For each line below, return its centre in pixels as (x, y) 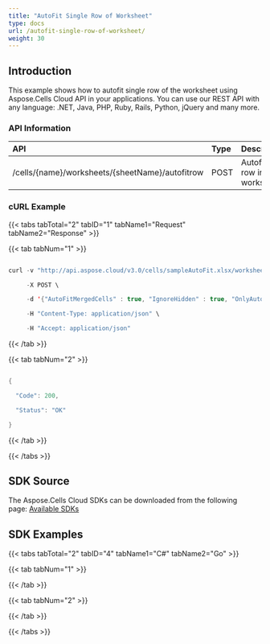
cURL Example (37, 207)
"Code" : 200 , (37, 395)
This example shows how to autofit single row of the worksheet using (123, 90)
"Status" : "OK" (41, 410)
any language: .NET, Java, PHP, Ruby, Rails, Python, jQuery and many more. (134, 107)
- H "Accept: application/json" (78, 328)
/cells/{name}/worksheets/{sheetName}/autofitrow (108, 172)
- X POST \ (43, 285)
